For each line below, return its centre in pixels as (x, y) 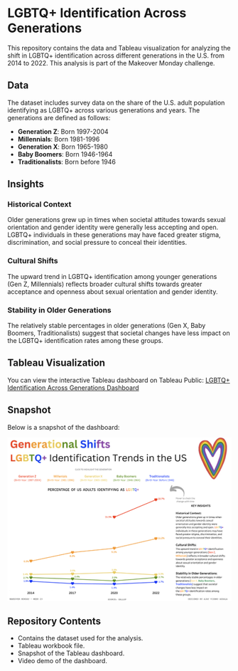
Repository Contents (54, 621)
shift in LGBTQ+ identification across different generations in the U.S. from (116, 56)
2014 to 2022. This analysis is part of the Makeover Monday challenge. (111, 63)
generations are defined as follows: (59, 117)
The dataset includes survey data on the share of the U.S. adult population (116, 102)
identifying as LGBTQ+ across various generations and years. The (104, 110)
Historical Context (39, 204)
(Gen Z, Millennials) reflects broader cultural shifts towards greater (105, 284)
